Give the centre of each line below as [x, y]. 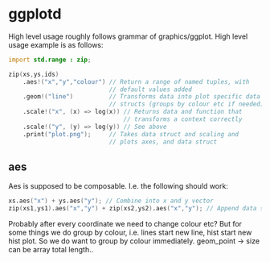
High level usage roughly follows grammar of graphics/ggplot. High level [128, 36]
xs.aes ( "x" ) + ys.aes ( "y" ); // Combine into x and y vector [111, 201]
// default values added [151, 89]
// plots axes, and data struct [163, 142]
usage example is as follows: [56, 44]
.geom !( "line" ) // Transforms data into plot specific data [142, 97]
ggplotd [35, 14]
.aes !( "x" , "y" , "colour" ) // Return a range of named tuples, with [136, 81]
